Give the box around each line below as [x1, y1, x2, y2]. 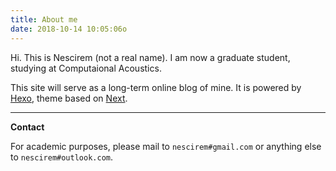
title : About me [10, 14, 78, 25]
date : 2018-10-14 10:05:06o [10, 24, 128, 34]
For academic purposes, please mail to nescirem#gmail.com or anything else [10, 140, 322, 152]
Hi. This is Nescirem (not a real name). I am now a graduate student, [10, 51, 291, 63]
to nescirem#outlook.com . [10, 151, 114, 163]
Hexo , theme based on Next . [10, 92, 128, 104]
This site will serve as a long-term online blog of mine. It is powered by [10, 81, 302, 93]
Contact [10, 121, 45, 133]
